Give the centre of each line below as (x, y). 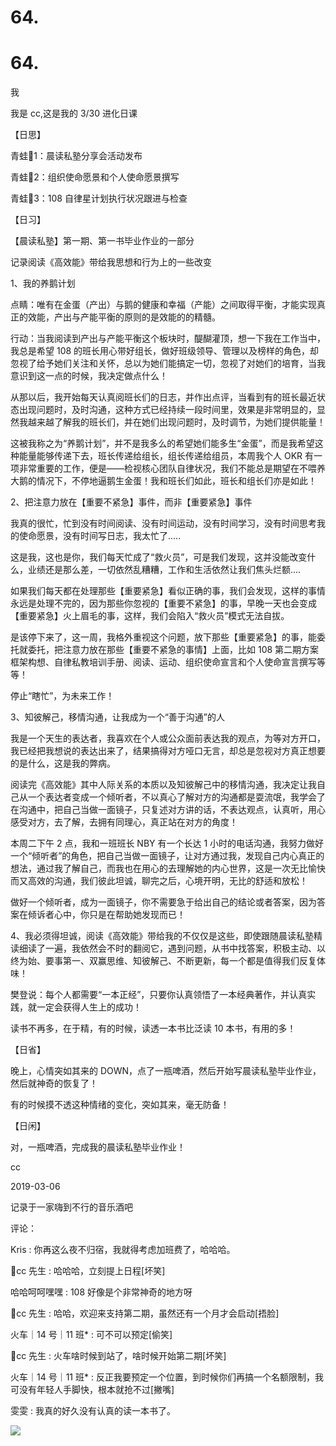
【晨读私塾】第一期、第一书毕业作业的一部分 (102, 241)
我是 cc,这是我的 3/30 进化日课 (74, 113)
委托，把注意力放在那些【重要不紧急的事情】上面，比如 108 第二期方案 (173, 650)
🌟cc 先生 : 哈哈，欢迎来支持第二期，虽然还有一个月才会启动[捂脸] (145, 1313)
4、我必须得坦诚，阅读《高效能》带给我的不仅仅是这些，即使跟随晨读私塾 (162, 936)
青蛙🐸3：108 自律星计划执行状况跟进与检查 (99, 198)
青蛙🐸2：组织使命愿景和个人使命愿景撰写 (95, 177)
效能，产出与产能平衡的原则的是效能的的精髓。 (124, 317)
